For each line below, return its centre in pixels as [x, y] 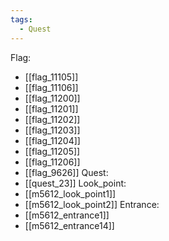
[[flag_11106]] [51, 87]
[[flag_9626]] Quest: [66, 172]
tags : [21, 19]
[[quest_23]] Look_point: [75, 183]
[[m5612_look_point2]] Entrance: [92, 204]
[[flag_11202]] [52, 119]
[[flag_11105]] [51, 77]
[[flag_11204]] [52, 140]
